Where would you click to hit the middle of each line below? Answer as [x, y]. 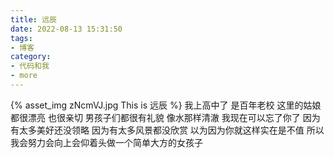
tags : [21, 38]
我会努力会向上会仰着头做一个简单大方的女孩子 [106, 142]
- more [24, 76]
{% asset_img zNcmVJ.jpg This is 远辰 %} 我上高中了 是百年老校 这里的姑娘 [166, 105]
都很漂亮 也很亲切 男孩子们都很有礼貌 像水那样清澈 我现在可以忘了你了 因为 [165, 117]
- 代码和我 [30, 66]
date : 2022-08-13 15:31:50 [66, 29]
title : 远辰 [33, 19]
